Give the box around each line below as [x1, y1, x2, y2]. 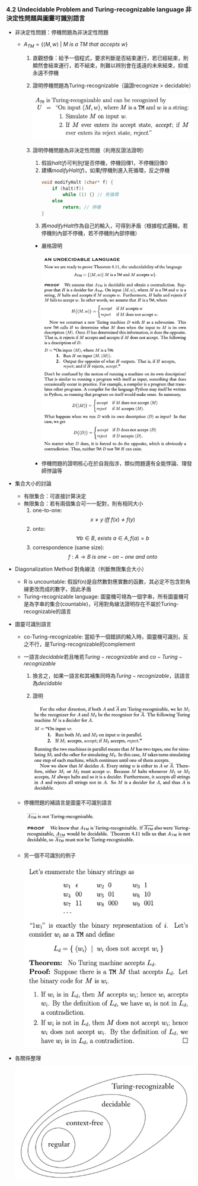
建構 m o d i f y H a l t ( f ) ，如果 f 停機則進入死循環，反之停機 [41, 167, 170, 174]
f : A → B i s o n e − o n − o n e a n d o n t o [68, 553, 158, 560]
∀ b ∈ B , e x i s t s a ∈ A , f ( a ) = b [76, 534, 149, 542]
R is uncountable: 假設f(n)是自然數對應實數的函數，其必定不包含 [23, 578, 181, 585]
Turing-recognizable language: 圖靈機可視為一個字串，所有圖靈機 [23, 593, 184, 600]
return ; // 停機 [62, 204, 101, 211]
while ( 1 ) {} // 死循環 [62, 192, 119, 198]
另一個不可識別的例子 [23, 852, 76, 859]
